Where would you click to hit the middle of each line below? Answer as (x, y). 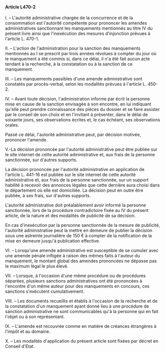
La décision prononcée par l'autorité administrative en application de (75, 170)
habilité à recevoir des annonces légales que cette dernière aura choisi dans (82, 185)
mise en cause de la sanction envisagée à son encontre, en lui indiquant (78, 104)
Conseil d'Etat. (20, 346)
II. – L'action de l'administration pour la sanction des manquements (73, 48)
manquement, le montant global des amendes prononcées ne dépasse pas (81, 261)
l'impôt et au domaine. (28, 332)
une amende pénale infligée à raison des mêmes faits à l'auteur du (73, 256)
